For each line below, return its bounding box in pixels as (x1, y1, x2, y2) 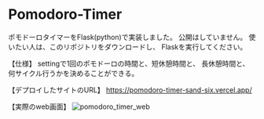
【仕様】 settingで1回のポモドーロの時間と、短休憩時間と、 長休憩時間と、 (8, 59, 250, 68)
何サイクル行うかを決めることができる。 (8, 68, 139, 78)
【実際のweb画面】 (8, 102, 71, 111)
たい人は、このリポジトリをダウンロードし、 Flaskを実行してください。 (14, 41, 247, 52)
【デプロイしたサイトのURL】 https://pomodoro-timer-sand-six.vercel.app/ (8, 85, 253, 95)
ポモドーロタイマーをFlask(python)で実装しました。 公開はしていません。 (8, 32, 247, 41)
